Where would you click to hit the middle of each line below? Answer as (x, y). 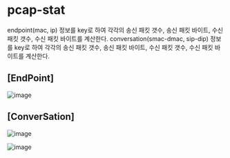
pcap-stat (36, 10)
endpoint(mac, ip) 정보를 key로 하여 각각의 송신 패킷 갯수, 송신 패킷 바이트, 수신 (115, 30)
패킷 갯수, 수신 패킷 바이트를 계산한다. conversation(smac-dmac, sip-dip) (108, 38)
